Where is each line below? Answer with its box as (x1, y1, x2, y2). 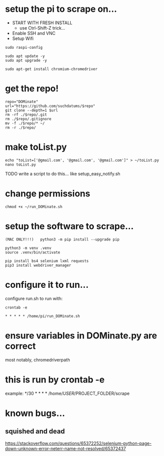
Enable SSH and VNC (12, 30, 55, 36)
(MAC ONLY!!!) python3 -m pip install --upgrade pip (5, 237, 120, 242)
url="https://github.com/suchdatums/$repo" (5, 104, 96, 108)
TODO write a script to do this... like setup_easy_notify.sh (5, 171, 120, 176)
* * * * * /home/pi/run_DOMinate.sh (5, 314, 80, 318)
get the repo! (5, 83, 59, 94)
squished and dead (5, 427, 65, 436)
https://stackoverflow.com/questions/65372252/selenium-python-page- (5, 440, 152, 446)
